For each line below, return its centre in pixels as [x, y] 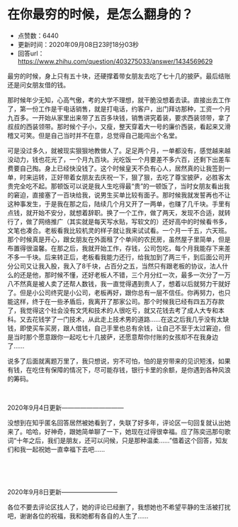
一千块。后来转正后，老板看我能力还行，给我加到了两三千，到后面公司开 [125, 257]
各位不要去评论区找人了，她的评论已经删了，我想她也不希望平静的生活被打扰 [119, 507]
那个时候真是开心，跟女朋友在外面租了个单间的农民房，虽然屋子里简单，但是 [119, 239]
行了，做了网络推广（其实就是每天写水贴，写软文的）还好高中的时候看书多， [119, 222]
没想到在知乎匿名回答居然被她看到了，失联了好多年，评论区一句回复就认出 [116, 423]
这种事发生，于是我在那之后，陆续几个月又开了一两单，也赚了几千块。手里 [116, 204]
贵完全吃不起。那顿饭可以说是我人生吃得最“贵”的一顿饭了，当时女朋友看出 [116, 186]
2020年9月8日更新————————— [63, 491]
